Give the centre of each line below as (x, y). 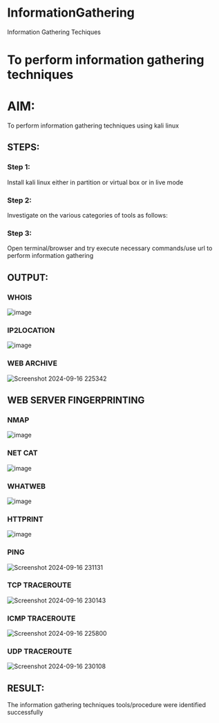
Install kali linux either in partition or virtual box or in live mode (95, 182)
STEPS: (23, 147)
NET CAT (22, 453)
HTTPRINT (25, 519)
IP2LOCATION (31, 330)
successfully (25, 713)
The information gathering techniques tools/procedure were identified (106, 705)
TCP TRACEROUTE (39, 585)
